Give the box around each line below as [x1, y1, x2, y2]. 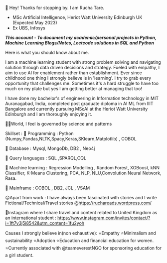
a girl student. [5, 252, 34, 258]
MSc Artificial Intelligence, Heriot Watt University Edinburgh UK [12, 14, 143, 20]
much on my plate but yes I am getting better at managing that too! [5, 86, 142, 92]
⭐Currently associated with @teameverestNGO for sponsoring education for [5, 245, 162, 251]
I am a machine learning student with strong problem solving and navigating [5, 59, 161, 65]
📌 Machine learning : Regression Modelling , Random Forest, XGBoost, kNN [5, 165, 160, 170]
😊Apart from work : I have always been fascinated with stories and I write [5, 195, 157, 200]
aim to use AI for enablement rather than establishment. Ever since [5, 70, 142, 76]
